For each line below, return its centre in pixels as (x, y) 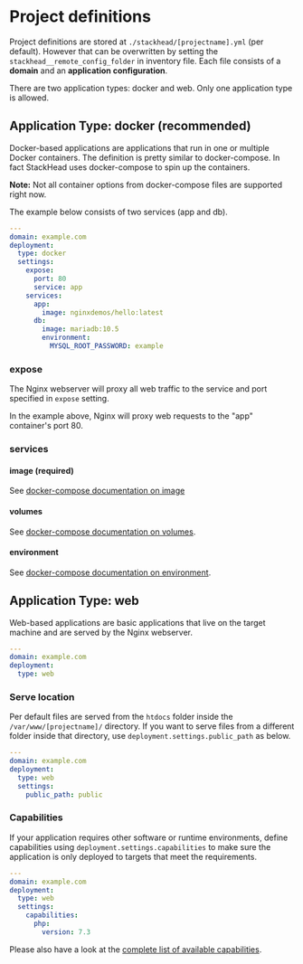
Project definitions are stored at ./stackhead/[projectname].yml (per (137, 42)
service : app (58, 287)
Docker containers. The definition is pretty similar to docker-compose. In (145, 157)
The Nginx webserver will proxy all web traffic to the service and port (138, 389)
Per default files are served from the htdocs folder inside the (121, 717)
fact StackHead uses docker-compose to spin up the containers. (130, 167)
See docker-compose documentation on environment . (110, 572)
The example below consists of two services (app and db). (118, 212)
